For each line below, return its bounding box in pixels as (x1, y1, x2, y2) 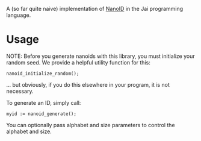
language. (6, 11, 31, 19)
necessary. (6, 87, 34, 95)
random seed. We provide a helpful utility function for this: (6, 58, 150, 66)
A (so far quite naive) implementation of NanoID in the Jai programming (6, 5, 184, 12)
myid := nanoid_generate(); (6, 111, 77, 117)
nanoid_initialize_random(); (6, 70, 79, 77)
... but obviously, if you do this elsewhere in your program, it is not (6, 81, 170, 88)
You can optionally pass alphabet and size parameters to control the (6, 121, 176, 128)
